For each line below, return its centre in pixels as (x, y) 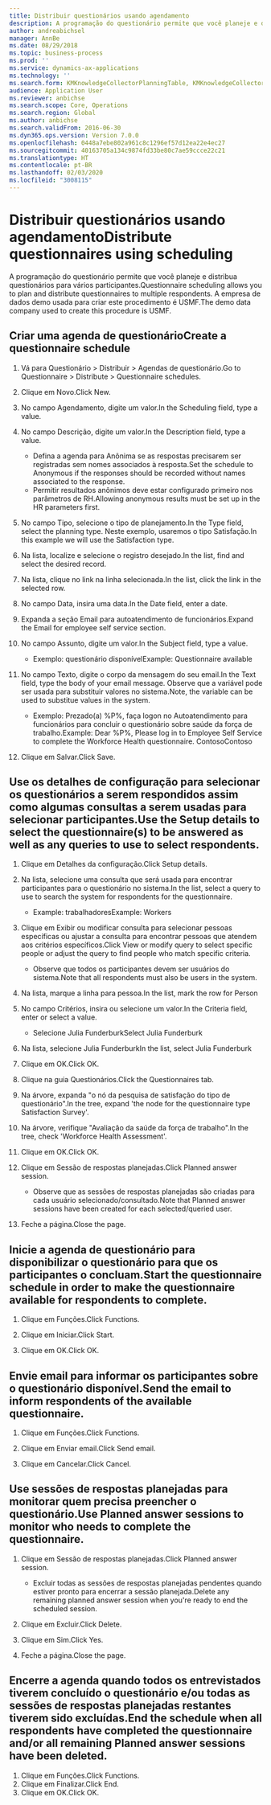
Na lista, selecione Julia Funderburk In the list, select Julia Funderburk (136, 1048)
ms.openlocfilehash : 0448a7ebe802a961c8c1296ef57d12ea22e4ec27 (117, 143)
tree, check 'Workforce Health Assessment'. (94, 1136)
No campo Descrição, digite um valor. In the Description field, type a (133, 432)
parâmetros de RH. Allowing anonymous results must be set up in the (146, 498)
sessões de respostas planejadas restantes (120, 1706)
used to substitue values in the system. (86, 699)
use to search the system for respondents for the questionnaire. (126, 896)
